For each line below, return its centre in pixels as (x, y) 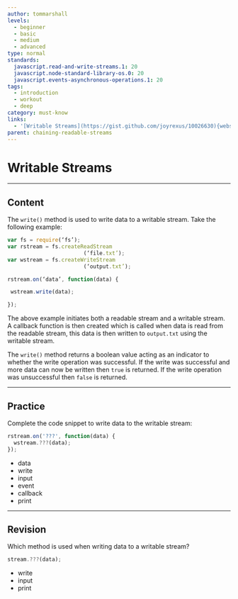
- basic (25, 34)
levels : (19, 21)
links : (17, 119)
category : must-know (38, 113)
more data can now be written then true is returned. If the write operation (114, 370)
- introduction (36, 93)
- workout (28, 100)
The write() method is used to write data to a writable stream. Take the (112, 220)
